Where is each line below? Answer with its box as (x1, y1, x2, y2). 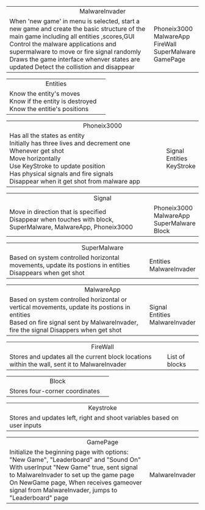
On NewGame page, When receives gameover (9, 478, 142, 487)
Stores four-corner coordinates (9, 387, 100, 395)
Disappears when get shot (9, 268, 85, 277)
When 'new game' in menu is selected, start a (9, 17, 140, 25)
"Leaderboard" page (9, 494, 69, 502)
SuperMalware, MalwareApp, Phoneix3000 (9, 223, 133, 231)
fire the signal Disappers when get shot (9, 326, 122, 334)
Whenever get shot (9, 146, 64, 155)
